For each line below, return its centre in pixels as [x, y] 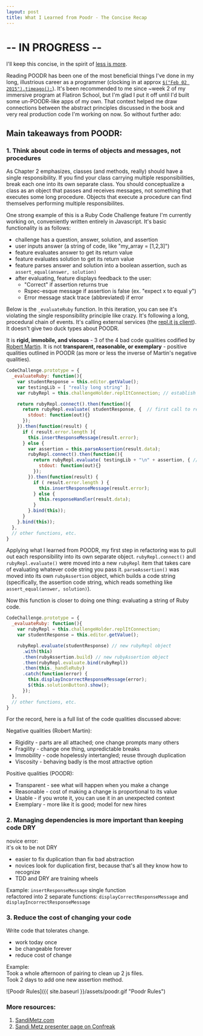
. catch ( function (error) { [55, 674]
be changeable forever [43, 948]
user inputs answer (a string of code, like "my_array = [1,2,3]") [92, 246]
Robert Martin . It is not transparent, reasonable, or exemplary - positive [97, 347]
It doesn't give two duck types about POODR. [63, 329]
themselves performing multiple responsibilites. [66, 204]
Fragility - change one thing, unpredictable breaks [77, 749]
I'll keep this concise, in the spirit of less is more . [67, 64]
